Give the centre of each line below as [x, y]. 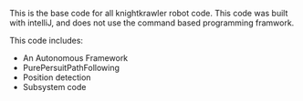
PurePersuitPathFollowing [71, 68]
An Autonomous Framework [75, 58]
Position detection [57, 77]
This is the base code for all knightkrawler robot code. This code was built [149, 13]
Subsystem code [54, 87]
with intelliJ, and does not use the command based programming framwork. [152, 23]
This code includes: [47, 40]
